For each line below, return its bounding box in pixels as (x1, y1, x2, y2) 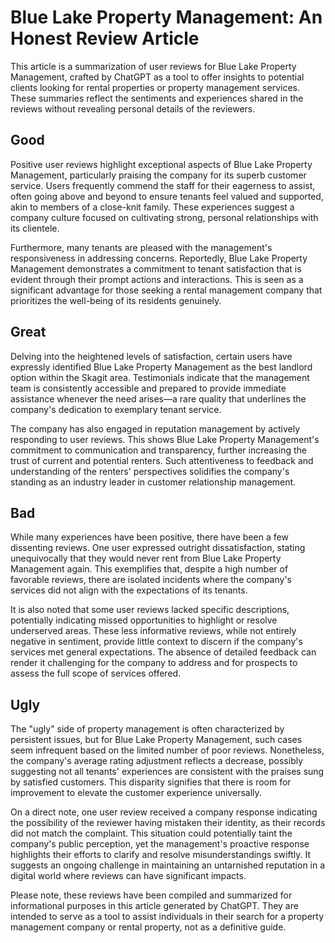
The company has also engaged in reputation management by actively (10, 422, 301, 435)
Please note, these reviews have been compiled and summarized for (10, 889, 293, 901)
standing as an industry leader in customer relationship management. (10, 476, 297, 488)
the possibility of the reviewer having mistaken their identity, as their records (10, 817, 326, 829)
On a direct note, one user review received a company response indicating (10, 806, 318, 818)
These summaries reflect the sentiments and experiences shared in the (10, 92, 304, 104)
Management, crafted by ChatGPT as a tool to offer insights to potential (10, 71, 305, 83)
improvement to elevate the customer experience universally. (10, 787, 262, 799)
